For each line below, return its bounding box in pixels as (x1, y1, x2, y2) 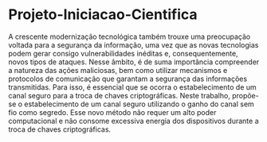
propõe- (232, 90, 259, 100)
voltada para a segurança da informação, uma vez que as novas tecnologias (8, 40, 259, 49)
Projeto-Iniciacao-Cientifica (8, 6, 198, 24)
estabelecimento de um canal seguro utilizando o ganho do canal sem (23, 99, 255, 109)
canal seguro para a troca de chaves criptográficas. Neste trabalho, (8, 90, 231, 100)
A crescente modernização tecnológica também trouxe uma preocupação (8, 32, 251, 41)
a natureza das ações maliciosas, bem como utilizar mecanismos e (8, 65, 228, 75)
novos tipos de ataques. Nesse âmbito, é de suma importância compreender (8, 57, 260, 67)
